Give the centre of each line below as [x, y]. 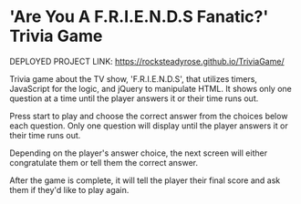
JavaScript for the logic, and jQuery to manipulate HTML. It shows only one [150, 88]
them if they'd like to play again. [69, 189]
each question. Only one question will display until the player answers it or [149, 126]
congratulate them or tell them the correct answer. [104, 162]
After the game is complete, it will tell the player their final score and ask [145, 180]
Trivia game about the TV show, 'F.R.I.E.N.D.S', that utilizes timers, [134, 78]
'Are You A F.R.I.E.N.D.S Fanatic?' [139, 17]
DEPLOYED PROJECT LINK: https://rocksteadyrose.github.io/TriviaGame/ [147, 61]
